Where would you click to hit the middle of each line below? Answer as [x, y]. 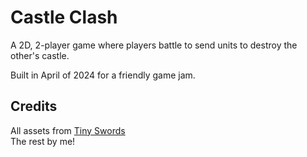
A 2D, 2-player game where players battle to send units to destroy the [154, 45]
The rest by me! [43, 141]
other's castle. [40, 55]
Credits [34, 106]
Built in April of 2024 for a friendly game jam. [103, 75]
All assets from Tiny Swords [68, 130]
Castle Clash [64, 17]
